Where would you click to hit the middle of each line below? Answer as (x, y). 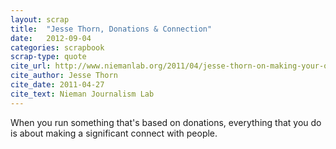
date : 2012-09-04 (51, 38)
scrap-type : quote (48, 57)
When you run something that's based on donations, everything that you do (166, 122)
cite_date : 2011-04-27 (57, 85)
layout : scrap (40, 19)
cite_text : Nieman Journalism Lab (82, 94)
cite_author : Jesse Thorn (64, 76)
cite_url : (31, 66)
